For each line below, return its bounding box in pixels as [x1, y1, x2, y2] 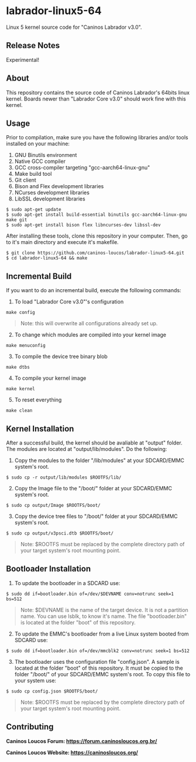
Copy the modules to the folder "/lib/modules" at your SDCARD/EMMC [14, 457, 185, 464]
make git [6, 217, 27, 223]
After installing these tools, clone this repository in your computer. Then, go [6, 232, 188, 239]
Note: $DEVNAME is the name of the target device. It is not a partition [20, 606, 188, 613]
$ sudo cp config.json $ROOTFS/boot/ [6, 688, 98, 694]
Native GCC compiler [14, 158, 66, 165]
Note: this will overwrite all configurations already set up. [20, 320, 158, 327]
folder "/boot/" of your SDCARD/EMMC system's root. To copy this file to [14, 670, 191, 677]
